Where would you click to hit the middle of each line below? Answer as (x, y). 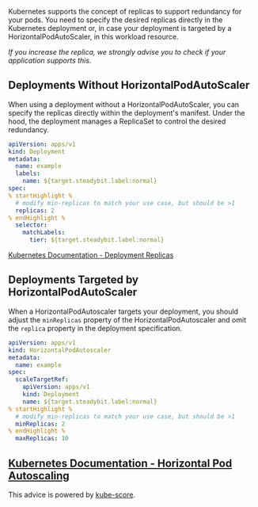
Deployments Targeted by (73, 280)
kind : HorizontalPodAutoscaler (60, 350)
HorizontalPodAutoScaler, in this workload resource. (93, 36)
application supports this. (50, 60)
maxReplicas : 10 (42, 439)
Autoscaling (39, 476)
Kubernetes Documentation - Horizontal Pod (120, 463)
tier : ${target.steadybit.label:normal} (97, 240)
